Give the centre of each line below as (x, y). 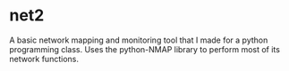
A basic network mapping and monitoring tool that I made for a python (139, 40)
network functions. (44, 59)
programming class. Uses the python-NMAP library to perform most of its (144, 49)
